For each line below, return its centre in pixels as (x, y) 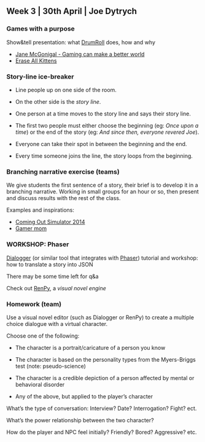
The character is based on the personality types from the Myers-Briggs (106, 359)
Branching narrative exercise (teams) (63, 171)
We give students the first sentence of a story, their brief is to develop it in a (102, 185)
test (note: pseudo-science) (50, 366)
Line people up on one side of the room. (66, 90)
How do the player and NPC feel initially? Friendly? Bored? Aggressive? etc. (102, 432)
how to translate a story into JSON (50, 264)
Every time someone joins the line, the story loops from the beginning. (104, 156)
